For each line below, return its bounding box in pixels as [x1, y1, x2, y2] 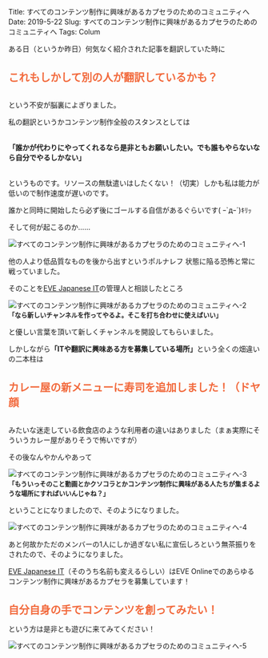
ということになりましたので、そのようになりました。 [8, 506, 184, 515]
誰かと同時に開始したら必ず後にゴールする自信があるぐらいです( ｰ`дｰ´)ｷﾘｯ [8, 205, 252, 215]
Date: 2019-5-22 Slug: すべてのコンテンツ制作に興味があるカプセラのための [8, 17, 258, 26]
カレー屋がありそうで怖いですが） [29, 435, 142, 445]
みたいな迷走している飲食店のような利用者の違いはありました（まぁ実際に [8, 426, 254, 434]
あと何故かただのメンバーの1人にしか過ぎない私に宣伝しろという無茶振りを [8, 539, 257, 549]
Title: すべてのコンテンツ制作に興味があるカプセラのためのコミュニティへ [8, 7, 250, 16]
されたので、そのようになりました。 [8, 550, 128, 559]
